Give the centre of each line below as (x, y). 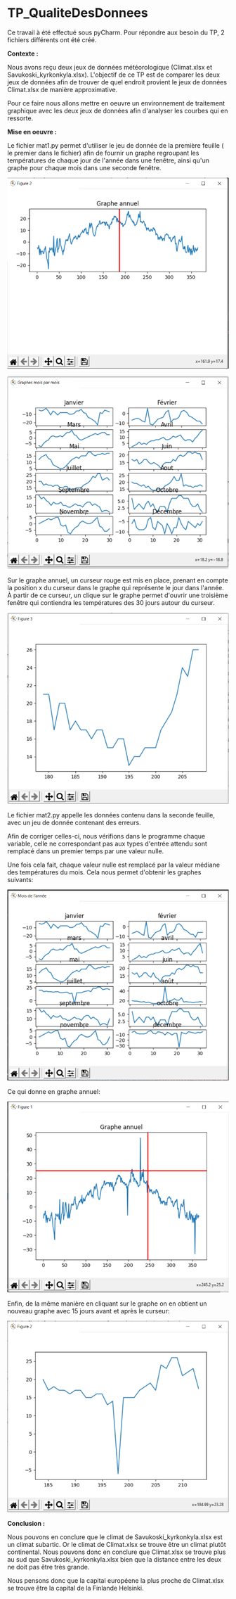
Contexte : (23, 53)
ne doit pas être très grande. (48, 1567)
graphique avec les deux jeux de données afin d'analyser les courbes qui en (118, 110)
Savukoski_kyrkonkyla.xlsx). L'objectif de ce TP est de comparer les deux (113, 75)
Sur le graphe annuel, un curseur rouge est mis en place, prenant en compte (118, 580)
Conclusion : (26, 1523)
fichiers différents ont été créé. (52, 39)
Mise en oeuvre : (32, 132)
